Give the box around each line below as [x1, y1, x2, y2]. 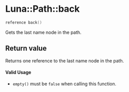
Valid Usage [5, 70, 32, 76]
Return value [5, 44, 47, 53]
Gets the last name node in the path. [5, 29, 82, 35]
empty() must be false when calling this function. [12, 80, 116, 87]
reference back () [5, 20, 42, 25]
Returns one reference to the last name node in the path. [5, 57, 124, 64]
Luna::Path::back [5, 3, 80, 15]
